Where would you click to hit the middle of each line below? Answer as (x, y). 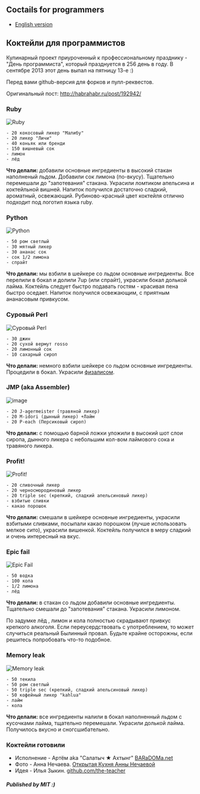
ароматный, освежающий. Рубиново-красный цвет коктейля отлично (95, 196)
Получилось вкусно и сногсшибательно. (58, 729)
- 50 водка (20, 576)
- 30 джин (19, 339)
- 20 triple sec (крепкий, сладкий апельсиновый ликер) (77, 496)
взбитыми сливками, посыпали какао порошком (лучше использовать (96, 524)
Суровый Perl (27, 315)
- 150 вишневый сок (30, 149)
